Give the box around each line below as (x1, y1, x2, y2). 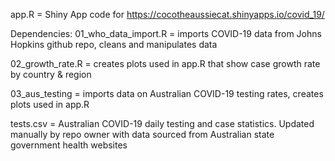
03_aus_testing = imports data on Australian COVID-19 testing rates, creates (10, 88, 324, 99)
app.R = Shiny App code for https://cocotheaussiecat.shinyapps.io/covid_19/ (10, 9, 325, 20)
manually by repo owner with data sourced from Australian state (10, 129, 275, 140)
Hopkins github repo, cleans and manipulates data (10, 39, 218, 50)
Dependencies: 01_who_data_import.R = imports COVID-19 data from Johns (10, 28, 322, 39)
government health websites (10, 139, 128, 151)
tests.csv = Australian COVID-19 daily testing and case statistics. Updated (10, 118, 315, 129)
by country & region (10, 69, 92, 80)
